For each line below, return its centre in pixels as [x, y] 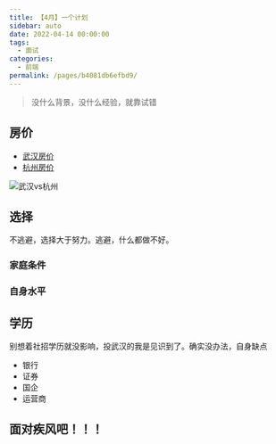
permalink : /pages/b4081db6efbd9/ [74, 76]
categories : [31, 59]
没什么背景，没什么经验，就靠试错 [94, 102]
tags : [19, 42]
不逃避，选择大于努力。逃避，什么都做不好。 [92, 240]
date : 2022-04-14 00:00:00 [59, 34]
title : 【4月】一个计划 [49, 17]
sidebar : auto [36, 26]
